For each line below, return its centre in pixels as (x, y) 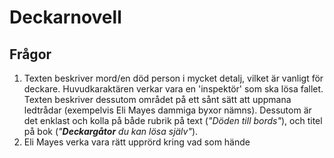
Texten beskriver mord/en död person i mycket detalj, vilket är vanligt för (173, 78)
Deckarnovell (65, 17)
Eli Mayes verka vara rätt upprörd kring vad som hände (137, 142)
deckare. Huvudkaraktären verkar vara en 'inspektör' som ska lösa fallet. (173, 89)
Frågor (30, 54)
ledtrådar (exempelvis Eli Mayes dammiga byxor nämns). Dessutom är (167, 110)
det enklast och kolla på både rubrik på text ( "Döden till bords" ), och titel (173, 120)
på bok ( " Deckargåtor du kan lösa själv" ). (111, 131)
